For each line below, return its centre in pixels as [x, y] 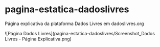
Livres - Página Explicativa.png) [38, 39]
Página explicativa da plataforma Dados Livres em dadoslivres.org [74, 24]
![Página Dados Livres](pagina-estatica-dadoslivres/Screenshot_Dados [80, 33]
